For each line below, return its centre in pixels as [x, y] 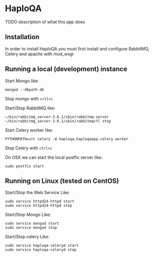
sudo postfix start [25, 166]
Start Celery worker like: [29, 130]
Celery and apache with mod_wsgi [39, 54]
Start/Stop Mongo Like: [28, 215]
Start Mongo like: [22, 81]
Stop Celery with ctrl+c [29, 148]
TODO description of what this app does [45, 22]
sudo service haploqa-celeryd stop [41, 250]
